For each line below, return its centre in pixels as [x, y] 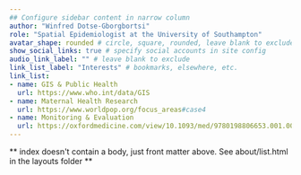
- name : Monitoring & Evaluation [72, 118]
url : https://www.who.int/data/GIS [84, 92]
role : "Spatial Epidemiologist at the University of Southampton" [136, 34]
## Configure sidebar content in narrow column [100, 17]
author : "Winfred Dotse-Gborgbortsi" [80, 26]
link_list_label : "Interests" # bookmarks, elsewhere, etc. [124, 68]
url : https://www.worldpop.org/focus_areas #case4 [112, 109]
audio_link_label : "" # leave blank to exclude [100, 59]
